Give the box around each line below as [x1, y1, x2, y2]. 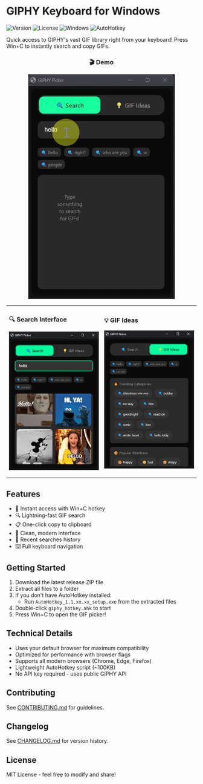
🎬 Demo [89, 58, 114, 66]
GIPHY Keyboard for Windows [6, 4, 161, 18]
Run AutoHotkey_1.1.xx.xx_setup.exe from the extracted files [24, 598, 176, 605]
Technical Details [6, 628, 73, 639]
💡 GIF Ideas [104, 316, 139, 324]
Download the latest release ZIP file [14, 579, 104, 586]
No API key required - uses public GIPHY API [14, 670, 127, 677]
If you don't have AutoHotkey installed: [14, 591, 112, 599]
